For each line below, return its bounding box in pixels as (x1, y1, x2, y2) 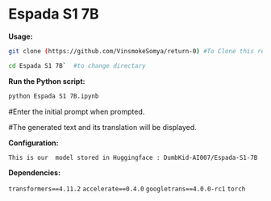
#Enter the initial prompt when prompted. (8, 107, 145, 116)
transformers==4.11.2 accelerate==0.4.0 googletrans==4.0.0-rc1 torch (8, 185, 246, 193)
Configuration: (8, 138, 59, 148)
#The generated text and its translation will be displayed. (8, 122, 198, 132)
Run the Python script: (8, 76, 85, 86)
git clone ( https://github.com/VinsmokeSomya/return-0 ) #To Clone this (8, 47, 254, 55)
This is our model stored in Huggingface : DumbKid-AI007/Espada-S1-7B (8, 153, 258, 161)
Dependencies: (8, 167, 61, 178)
